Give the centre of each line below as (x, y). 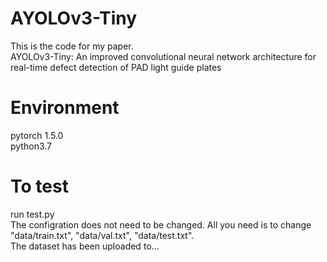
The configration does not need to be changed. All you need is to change (161, 224)
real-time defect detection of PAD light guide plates (116, 67)
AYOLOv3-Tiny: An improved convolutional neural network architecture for (163, 56)
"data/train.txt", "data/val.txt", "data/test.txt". (102, 235)
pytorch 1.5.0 (37, 135)
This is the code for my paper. (72, 46)
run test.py (32, 214)
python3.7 (31, 146)
